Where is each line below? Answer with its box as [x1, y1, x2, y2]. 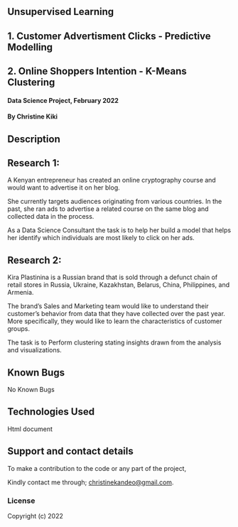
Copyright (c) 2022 [7, 511, 64, 520]
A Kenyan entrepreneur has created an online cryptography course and [7, 176, 217, 185]
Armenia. [7, 288, 34, 297]
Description [7, 133, 60, 145]
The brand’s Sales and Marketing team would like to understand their [7, 302, 210, 310]
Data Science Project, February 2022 [7, 96, 119, 104]
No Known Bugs [7, 385, 55, 393]
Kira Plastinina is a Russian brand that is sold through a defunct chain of [7, 273, 218, 282]
